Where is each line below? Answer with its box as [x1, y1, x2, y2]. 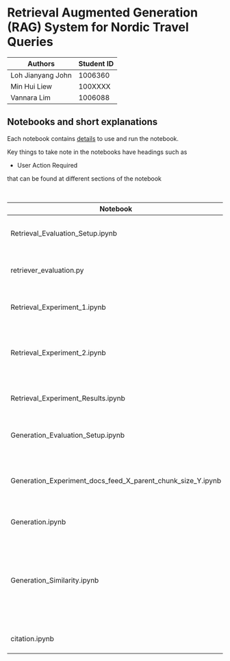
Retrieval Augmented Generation [7, 5, 199, 21]
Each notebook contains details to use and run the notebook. [7, 134, 179, 142]
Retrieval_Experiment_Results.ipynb [10, 393, 125, 403]
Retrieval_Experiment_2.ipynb [10, 348, 106, 357]
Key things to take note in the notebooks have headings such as [7, 148, 188, 156]
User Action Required [16, 161, 78, 169]
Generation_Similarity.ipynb [10, 575, 99, 585]
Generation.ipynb [10, 517, 66, 526]
